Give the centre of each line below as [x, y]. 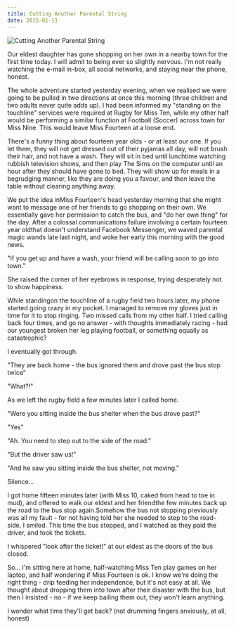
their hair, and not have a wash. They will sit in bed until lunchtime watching [117, 156]
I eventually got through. [42, 351]
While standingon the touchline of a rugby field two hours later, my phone [113, 300]
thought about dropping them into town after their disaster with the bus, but [117, 590]
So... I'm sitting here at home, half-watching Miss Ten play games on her [112, 567]
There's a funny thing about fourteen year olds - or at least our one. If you [114, 141]
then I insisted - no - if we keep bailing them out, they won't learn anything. [116, 597]
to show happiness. [35, 286]
